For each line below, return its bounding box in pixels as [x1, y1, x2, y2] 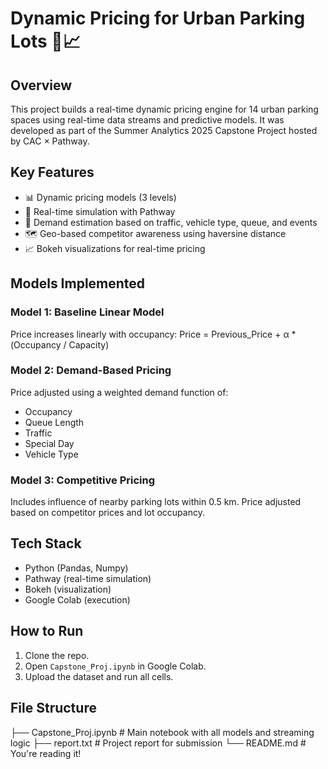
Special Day [24, 437, 75, 449]
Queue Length [24, 416, 85, 428]
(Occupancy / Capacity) [10, 338, 110, 351]
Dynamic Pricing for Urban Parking [10, 7, 306, 30]
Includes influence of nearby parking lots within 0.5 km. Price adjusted [10, 496, 302, 508]
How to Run [10, 623, 84, 640]
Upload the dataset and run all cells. [24, 670, 174, 682]
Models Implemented [10, 275, 146, 292]
